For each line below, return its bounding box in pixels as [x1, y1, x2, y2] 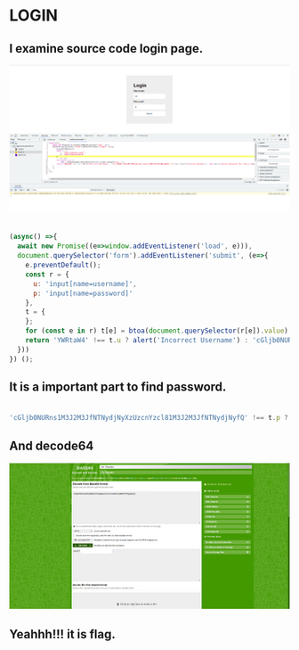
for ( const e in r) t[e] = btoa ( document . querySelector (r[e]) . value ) [25, 326, 289, 335]
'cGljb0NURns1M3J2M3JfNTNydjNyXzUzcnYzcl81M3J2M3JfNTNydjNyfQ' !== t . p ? [9, 414, 289, 423]
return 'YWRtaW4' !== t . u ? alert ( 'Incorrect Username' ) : [25, 336, 249, 345]
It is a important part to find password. [9, 380, 227, 395]
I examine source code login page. [9, 41, 204, 56]
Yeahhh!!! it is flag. [9, 626, 116, 642]
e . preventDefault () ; [25, 260, 101, 270]
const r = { [25, 269, 69, 279]
